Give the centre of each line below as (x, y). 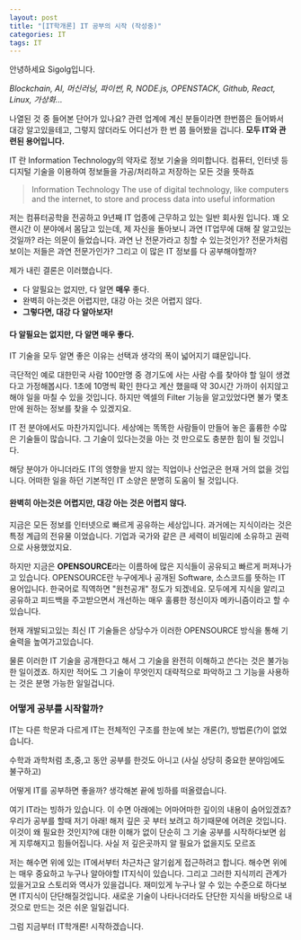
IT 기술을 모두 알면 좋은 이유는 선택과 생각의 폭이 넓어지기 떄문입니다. (130, 356)
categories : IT (38, 34)
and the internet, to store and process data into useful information (153, 200)
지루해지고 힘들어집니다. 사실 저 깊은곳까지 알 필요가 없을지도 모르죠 (137, 843)
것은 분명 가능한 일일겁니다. (66, 683)
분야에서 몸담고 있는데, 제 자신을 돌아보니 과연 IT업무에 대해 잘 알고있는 (167, 229)
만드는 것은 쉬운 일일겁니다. (81, 907)
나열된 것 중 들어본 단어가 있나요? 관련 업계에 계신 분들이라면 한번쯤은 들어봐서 (147, 119)
